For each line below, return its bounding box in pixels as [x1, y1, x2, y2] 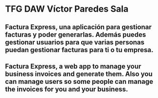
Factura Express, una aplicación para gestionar [5, 23, 152, 31]
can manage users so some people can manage [5, 77, 153, 86]
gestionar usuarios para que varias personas [5, 38, 145, 46]
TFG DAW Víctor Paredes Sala [5, 3, 129, 15]
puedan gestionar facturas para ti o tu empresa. [5, 45, 154, 54]
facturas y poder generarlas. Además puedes [5, 30, 146, 39]
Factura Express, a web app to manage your [5, 62, 141, 70]
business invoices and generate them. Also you [5, 70, 153, 78]
